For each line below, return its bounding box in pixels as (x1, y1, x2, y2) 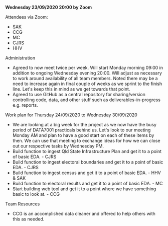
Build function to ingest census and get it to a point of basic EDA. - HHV (12, 170, 161, 176)
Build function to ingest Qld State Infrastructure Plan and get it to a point (12, 148, 162, 154)
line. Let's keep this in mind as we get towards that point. (12, 86, 130, 92)
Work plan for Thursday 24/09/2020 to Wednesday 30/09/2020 (5, 112, 138, 118)
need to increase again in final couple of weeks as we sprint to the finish (12, 81, 162, 87)
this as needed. (12, 216, 45, 222)
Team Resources (5, 201, 40, 207)
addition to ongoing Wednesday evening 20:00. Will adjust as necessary (12, 70, 162, 76)
